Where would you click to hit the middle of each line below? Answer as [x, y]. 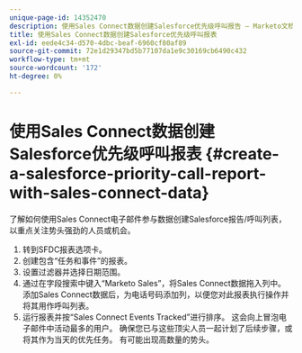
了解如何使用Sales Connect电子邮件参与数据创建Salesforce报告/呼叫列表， [148, 219]
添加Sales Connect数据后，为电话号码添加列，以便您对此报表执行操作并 [155, 294]
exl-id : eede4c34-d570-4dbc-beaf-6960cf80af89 [98, 43]
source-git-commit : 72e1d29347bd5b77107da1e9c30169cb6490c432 [128, 51]
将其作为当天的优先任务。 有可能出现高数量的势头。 [118, 339]
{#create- [243, 154]
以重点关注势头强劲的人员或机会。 [72, 230]
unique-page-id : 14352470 [58, 18]
